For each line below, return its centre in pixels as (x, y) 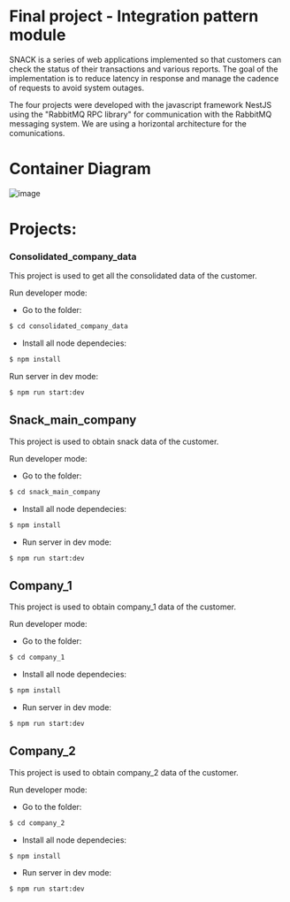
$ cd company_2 (37, 823)
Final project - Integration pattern (134, 16)
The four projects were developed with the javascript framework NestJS (141, 104)
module (38, 35)
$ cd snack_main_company (55, 492)
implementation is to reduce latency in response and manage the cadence (144, 78)
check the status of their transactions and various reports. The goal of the (144, 69)
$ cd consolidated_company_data (69, 326)
